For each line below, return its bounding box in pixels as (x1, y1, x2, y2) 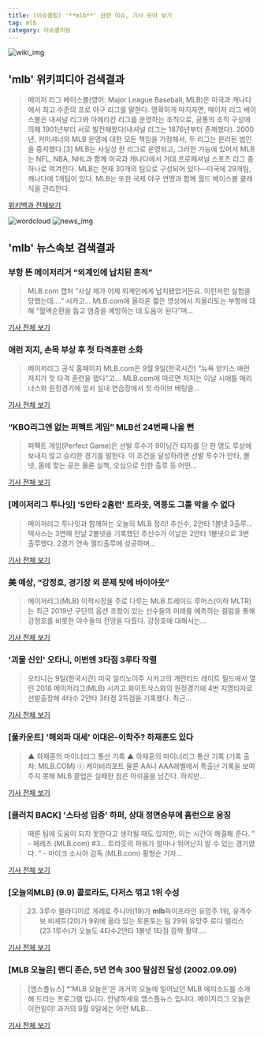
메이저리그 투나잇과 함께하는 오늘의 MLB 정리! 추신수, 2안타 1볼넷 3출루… (27, 518, 253, 528)
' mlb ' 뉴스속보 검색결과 (8, 241, 116, 255)
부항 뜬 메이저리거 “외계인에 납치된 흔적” (8, 267, 153, 278)
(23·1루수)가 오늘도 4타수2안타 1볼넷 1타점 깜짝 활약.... (39, 926, 206, 935)
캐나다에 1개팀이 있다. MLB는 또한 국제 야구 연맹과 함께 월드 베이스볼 (27, 174, 239, 184)
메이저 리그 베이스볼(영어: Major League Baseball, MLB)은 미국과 (27, 95, 231, 105)
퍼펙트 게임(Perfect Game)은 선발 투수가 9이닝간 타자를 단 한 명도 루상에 (27, 441, 252, 450)
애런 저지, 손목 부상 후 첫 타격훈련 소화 (8, 344, 143, 355)
